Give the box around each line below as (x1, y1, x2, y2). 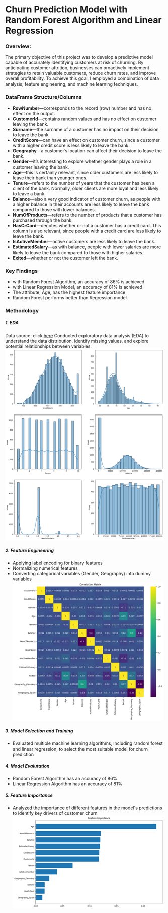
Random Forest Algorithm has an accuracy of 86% (12, 776, 118, 782)
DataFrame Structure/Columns (5, 94, 82, 101)
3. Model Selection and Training (5, 728, 73, 734)
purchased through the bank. (12, 217, 73, 223)
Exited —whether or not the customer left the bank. (12, 255, 118, 261)
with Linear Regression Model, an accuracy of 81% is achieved (12, 284, 142, 290)
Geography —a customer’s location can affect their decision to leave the (12, 147, 162, 154)
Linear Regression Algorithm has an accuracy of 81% (12, 781, 123, 787)
